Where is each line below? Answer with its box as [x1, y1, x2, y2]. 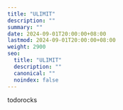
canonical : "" [14, 70, 55, 77]
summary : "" [7, 23, 43, 31]
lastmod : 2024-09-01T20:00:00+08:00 [7, 37, 116, 44]
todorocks [7, 96, 38, 104]
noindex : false [14, 76, 59, 84]
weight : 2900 [7, 43, 46, 50]
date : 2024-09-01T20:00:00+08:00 [7, 30, 107, 38]
